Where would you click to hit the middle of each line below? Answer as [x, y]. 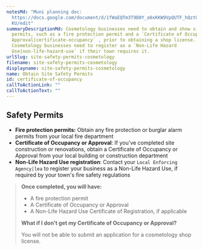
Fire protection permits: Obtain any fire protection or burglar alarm [98, 130]
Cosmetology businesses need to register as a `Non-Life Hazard [94, 46]
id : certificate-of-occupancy [44, 79]
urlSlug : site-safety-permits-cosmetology [60, 57]
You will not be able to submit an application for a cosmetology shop [106, 234]
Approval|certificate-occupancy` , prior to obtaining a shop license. [104, 40]
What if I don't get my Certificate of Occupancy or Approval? [99, 223]
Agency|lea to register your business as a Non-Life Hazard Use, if [96, 168]
